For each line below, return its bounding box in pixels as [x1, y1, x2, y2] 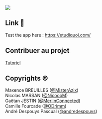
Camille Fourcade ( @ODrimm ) [5, 103, 67, 109]
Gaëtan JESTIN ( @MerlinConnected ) [5, 98, 81, 104]
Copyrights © [5, 74, 49, 83]
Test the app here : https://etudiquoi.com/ [5, 32, 91, 38]
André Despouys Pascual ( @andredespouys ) [5, 109, 98, 115]
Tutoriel [5, 60, 21, 66]
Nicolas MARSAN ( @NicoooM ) [5, 93, 68, 99]
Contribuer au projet [5, 46, 70, 55]
